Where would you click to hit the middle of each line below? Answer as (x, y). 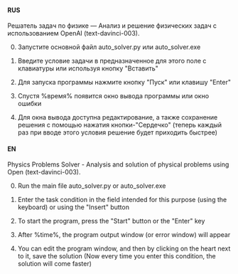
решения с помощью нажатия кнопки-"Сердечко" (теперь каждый (120, 125)
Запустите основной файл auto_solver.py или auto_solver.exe (109, 47)
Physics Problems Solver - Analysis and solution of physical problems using (118, 164)
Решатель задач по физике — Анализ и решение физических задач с (112, 26)
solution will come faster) (55, 264)
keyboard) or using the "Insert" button (74, 207)
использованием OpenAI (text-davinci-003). (74, 33)
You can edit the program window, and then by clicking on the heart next (124, 248)
